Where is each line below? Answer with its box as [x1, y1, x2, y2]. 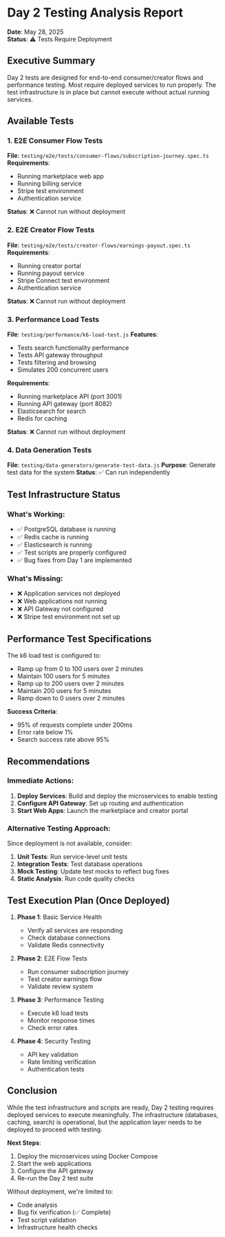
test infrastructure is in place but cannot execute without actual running [7, 88, 210, 96]
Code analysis [17, 1200, 58, 1209]
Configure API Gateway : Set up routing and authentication [17, 798, 184, 807]
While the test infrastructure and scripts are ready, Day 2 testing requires [7, 1103, 214, 1112]
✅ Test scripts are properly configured [17, 548, 127, 556]
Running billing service [17, 179, 83, 188]
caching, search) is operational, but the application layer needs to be [7, 1118, 202, 1126]
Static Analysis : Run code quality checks [17, 874, 136, 883]
